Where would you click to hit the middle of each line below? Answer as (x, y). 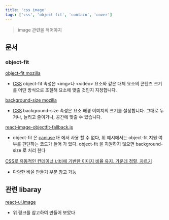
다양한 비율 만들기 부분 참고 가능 (44, 172)
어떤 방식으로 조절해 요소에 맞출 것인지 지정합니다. (67, 90)
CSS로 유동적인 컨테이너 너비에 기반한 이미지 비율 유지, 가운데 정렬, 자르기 (79, 161)
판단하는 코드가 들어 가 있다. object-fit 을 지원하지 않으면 (78, 144)
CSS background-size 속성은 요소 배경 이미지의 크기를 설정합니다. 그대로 (86, 111)
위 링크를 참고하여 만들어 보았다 (44, 212)
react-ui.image (21, 202)
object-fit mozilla (23, 73)
